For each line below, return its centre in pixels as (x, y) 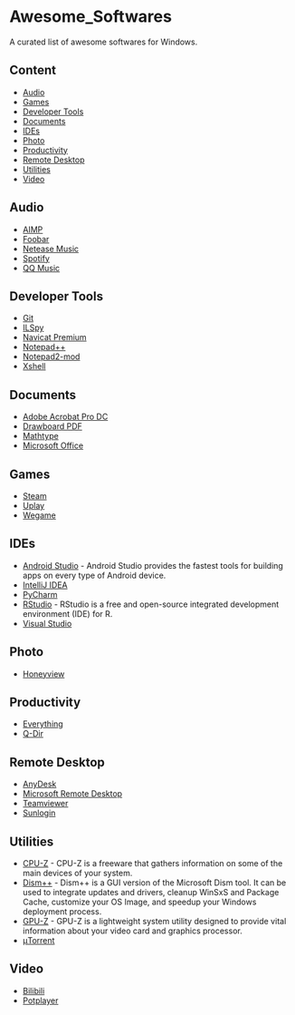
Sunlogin (39, 813)
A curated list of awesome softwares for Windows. (104, 42)
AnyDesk (39, 784)
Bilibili (33, 991)
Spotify (36, 258)
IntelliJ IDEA (45, 585)
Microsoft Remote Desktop (72, 794)
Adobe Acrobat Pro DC (65, 417)
